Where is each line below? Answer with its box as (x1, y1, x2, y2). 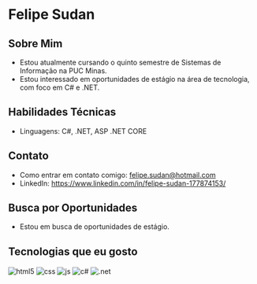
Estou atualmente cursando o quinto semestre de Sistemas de (19, 57, 222, 67)
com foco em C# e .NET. (19, 83, 100, 92)
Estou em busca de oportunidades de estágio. (19, 222, 169, 231)
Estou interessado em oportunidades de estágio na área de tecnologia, (19, 75, 250, 83)
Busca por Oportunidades (8, 201, 138, 215)
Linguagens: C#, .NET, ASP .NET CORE (19, 126, 147, 135)
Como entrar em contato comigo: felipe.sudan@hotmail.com (19, 170, 216, 179)
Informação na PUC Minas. (19, 66, 108, 76)
